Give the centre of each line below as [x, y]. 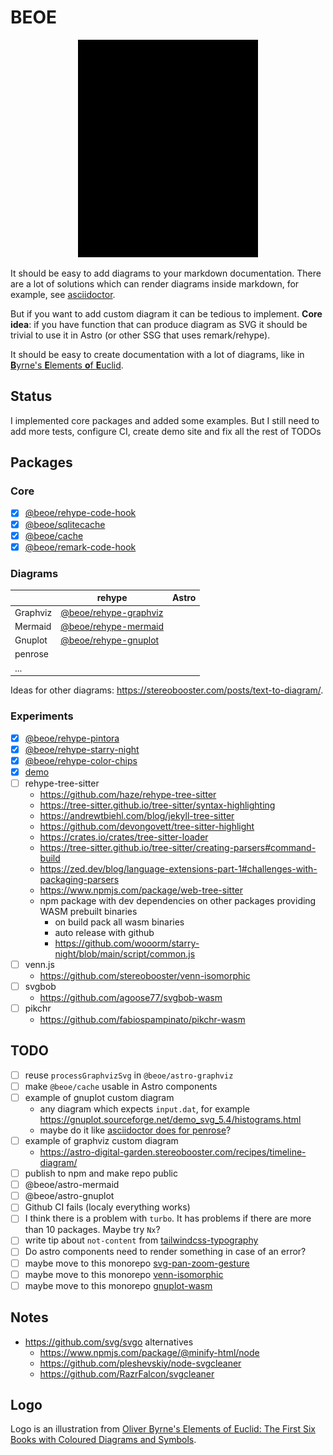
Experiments [42, 716]
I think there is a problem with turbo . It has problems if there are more [168, 1218]
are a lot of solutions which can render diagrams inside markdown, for [155, 283]
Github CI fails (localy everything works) [107, 1207]
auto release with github [104, 932]
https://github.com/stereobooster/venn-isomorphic [145, 975]
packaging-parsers [79, 879]
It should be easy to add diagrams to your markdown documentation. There [166, 273]
